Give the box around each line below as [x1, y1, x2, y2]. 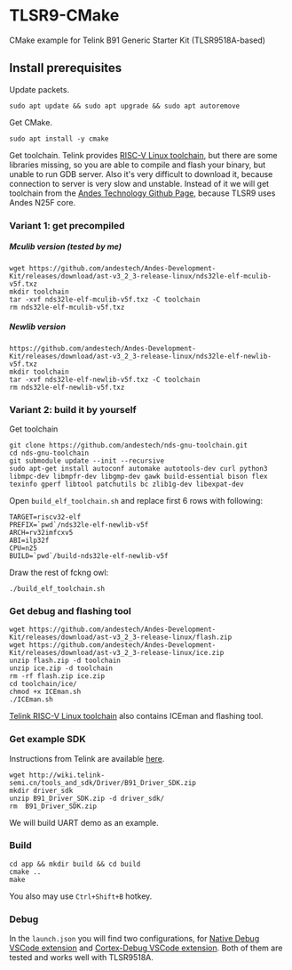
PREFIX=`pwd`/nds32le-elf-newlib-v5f [9, 520, 149, 529]
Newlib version [9, 321, 67, 332]
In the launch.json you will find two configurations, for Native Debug [9, 934, 260, 944]
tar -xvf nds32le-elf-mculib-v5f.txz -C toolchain [9, 295, 201, 303]
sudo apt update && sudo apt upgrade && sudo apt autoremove [9, 101, 241, 110]
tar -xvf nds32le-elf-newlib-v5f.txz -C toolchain [9, 375, 201, 384]
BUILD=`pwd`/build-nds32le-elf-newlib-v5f [9, 551, 169, 561]
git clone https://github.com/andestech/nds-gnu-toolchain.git [9, 441, 249, 449]
